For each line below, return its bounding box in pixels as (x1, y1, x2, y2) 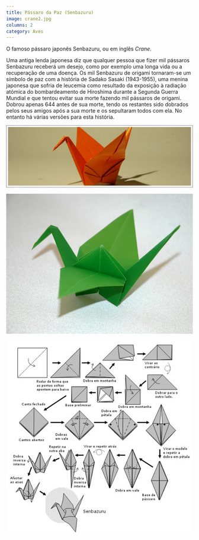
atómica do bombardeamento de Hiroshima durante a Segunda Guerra (6, 88, 179, 95)
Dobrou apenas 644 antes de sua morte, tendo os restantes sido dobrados (6, 101, 188, 108)
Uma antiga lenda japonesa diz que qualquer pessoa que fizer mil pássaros (6, 57, 190, 64)
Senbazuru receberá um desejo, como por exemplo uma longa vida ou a (6, 63, 182, 71)
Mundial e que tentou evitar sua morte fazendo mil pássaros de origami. (6, 95, 182, 102)
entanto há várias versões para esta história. (6, 113, 115, 121)
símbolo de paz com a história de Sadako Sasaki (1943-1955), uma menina (6, 76, 188, 83)
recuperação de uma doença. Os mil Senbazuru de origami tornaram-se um (6, 69, 191, 76)
